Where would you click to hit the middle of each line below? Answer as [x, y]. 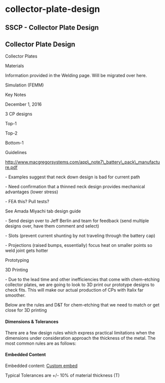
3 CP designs [19, 114]
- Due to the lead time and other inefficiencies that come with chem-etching [82, 280]
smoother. [15, 295]
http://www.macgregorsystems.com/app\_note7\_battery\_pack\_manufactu [83, 162]
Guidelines [16, 153]
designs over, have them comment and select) [52, 226]
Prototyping [17, 260]
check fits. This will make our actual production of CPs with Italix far [74, 290]
